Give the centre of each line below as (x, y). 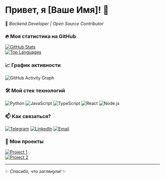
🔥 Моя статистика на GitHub (41, 36)
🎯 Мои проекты (25, 142)
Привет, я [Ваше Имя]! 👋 (57, 10)
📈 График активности (33, 65)
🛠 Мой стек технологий (35, 91)
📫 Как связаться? (28, 116)
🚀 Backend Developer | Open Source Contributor (55, 24)
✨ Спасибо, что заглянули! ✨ (36, 172)
